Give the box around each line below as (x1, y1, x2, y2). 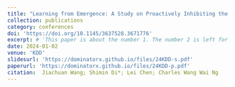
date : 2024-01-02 (7, 43, 58, 50)
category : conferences (7, 23, 74, 30)
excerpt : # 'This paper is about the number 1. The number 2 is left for (7, 36, 229, 43)
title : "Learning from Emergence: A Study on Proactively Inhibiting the (7, 10, 229, 18)
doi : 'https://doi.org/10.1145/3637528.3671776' (7, 29, 153, 37)
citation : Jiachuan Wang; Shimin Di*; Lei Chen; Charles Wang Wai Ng (7, 69, 219, 76)
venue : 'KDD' (7, 50, 46, 57)
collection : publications (7, 17, 83, 24)
